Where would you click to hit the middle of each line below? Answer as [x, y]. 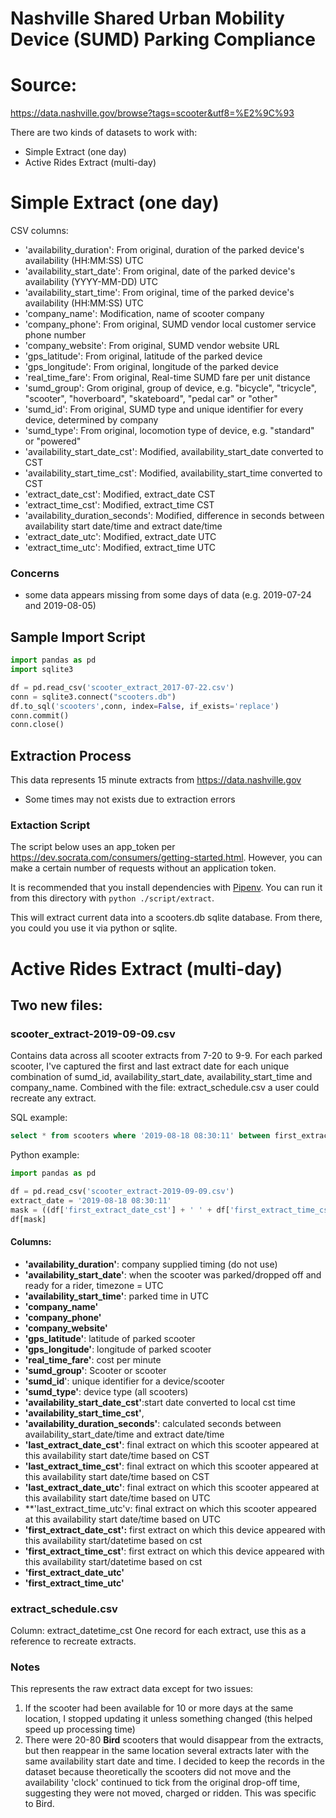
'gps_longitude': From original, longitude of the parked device [151, 367]
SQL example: [39, 1118]
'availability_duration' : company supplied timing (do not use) [151, 1264]
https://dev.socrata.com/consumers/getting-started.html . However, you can [166, 858]
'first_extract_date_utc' [74, 1572]
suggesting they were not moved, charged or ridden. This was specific [170, 1793]
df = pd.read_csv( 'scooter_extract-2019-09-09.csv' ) [122, 1192]
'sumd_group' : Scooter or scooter [95, 1370]
